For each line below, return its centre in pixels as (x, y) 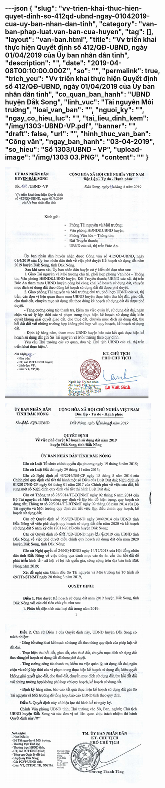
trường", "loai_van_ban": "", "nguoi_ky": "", (75, 110)
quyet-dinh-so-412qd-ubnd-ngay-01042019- (78, 16)
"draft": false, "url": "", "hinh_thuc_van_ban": (78, 134)
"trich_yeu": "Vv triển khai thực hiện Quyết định (82, 79)
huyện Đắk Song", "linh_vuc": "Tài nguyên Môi (79, 102)
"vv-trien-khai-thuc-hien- (100, 8)
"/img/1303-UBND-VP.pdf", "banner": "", (71, 126)
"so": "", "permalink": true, (117, 71)
